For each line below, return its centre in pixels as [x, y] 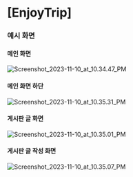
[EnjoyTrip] [40, 13]
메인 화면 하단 [25, 86]
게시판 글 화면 [25, 118]
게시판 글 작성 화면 [32, 151]
